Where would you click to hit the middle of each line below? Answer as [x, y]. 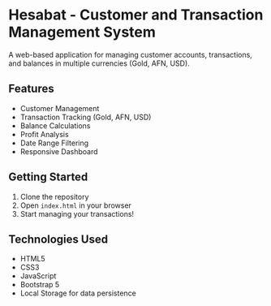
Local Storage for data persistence [78, 293]
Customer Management [60, 108]
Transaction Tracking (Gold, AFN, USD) [86, 117]
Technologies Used [58, 239]
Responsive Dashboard [59, 151]
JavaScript [38, 276]
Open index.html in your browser [76, 205]
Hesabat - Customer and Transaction [136, 15]
